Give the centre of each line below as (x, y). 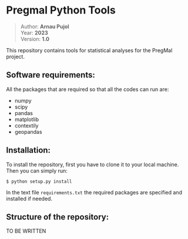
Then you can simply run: (37, 170)
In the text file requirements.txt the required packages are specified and (94, 192)
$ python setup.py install (39, 181)
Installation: (28, 150)
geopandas (28, 132)
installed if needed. (29, 198)
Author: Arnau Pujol (45, 26)
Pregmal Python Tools (61, 10)
